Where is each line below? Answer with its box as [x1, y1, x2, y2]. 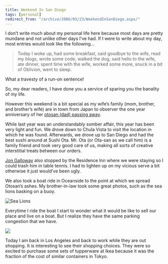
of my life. [5, 91, 26, 97]
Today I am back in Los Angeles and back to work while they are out [5, 237, 146, 243]
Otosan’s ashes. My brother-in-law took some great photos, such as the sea [5, 183, 162, 189]
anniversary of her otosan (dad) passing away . [5, 111, 102, 117]
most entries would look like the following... [5, 41, 95, 47]
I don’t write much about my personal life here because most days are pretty [5, 30, 163, 36]
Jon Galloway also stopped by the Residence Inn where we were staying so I [5, 157, 163, 163]
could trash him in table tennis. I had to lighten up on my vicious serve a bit [5, 163, 160, 169]
